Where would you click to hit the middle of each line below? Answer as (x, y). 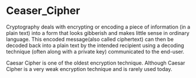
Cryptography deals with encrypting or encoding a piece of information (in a (98, 27)
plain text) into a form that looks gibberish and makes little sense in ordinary (98, 33)
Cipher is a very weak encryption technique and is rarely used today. (89, 69)
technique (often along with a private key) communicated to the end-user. (95, 51)
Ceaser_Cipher (43, 11)
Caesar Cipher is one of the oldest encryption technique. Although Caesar (96, 63)
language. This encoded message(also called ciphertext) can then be (90, 39)
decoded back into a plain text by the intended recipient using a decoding (95, 45)
